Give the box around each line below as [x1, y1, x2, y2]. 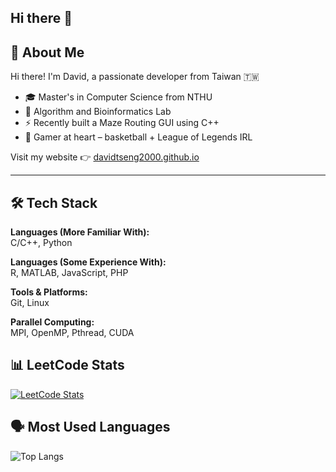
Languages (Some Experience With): [10, 256, 167, 268]
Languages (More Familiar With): [10, 226, 150, 238]
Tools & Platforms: [10, 286, 88, 298]
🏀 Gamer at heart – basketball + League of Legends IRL [24, 131, 253, 143]
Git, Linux [10, 297, 50, 309]
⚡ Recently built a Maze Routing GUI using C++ [24, 117, 220, 129]
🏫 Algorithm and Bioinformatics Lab [24, 106, 172, 118]
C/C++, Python [10, 237, 73, 249]
